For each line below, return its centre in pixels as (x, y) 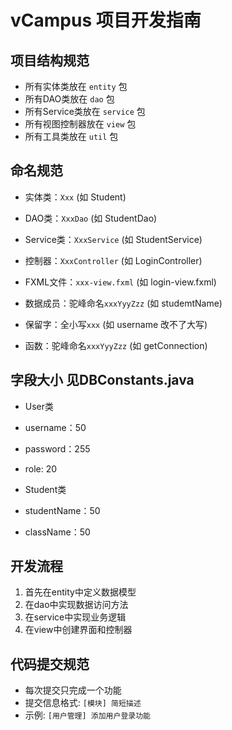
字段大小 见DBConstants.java (102, 380)
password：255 (57, 448)
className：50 (57, 532)
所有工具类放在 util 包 (71, 136)
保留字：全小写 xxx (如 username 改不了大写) (116, 324)
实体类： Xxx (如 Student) (75, 197)
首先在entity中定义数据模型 (80, 592)
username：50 (55, 427)
